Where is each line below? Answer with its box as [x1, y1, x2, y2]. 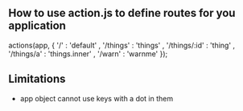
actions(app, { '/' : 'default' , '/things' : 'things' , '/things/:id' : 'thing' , [8, 40, 236, 50]
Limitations [8, 72, 66, 86]
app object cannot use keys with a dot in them [19, 93, 174, 103]
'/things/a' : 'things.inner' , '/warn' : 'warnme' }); [8, 48, 168, 59]
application [8, 19, 67, 33]
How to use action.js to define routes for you [8, 6, 236, 20]
